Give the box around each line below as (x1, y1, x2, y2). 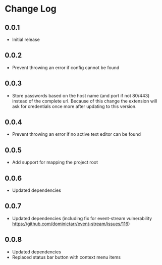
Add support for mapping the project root (12, 160, 98, 166)
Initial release (12, 36, 40, 42)
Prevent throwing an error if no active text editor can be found (12, 131, 141, 137)
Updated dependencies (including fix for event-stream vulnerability (12, 215, 152, 221)
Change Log (5, 3, 57, 15)
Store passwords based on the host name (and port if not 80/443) (12, 92, 150, 98)
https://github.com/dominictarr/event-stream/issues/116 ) (12, 221, 130, 227)
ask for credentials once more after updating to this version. (12, 103, 137, 109)
